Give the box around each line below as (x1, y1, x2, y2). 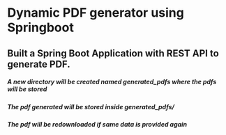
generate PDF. (7, 58, 71, 70)
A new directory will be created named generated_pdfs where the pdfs (7, 78, 217, 86)
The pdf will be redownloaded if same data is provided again (7, 120, 187, 128)
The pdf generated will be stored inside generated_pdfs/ (7, 102, 174, 111)
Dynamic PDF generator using (7, 5, 185, 21)
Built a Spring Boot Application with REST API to (7, 47, 220, 59)
